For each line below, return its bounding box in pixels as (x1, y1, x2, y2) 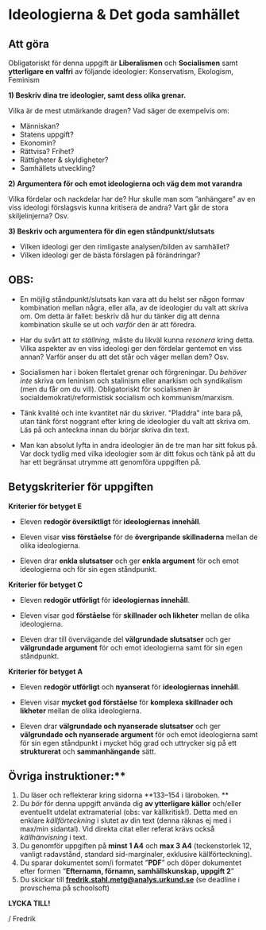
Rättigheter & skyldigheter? (19, 155, 109, 164)
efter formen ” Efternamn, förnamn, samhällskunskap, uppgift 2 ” (19, 866, 234, 876)
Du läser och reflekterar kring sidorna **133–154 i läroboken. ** (19, 790, 229, 800)
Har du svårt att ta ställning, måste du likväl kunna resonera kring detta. (19, 335, 255, 345)
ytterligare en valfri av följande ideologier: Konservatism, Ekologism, (8, 67, 234, 76)
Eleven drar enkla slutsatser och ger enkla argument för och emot (19, 556, 240, 565)
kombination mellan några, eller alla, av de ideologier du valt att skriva (19, 303, 249, 312)
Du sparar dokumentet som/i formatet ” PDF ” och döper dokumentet (19, 858, 242, 867)
